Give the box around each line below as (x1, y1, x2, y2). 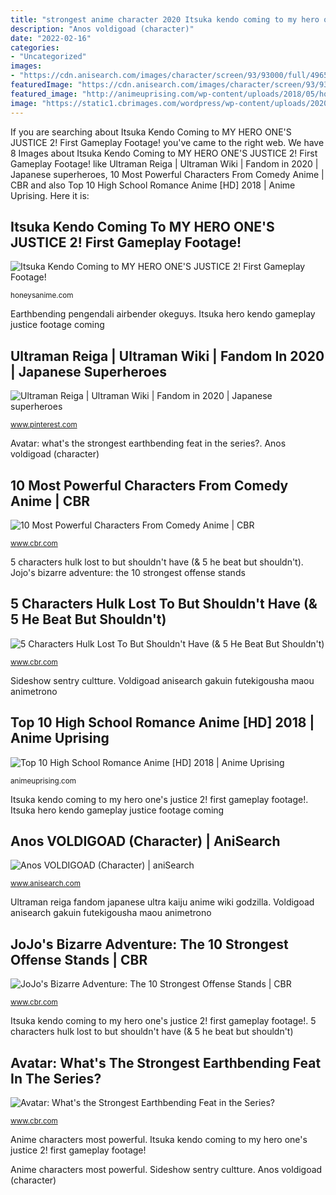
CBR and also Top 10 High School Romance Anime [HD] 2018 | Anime (10, 179, 296, 191)
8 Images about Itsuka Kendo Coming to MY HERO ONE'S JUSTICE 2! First (10, 147, 318, 159)
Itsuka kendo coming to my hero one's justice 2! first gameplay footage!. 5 (10, 1015, 317, 1027)
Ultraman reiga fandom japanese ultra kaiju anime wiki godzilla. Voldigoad (10, 896, 315, 908)
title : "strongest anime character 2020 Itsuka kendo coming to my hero (10, 14, 320, 25)
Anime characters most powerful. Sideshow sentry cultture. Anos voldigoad (10, 1164, 323, 1175)
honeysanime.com (10, 291, 74, 301)
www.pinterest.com (10, 420, 78, 430)
